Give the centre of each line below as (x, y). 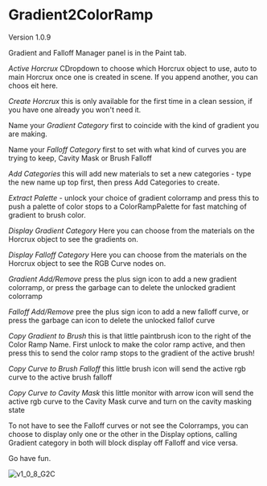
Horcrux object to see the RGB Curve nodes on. (87, 263)
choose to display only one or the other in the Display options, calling (123, 434)
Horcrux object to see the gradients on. (73, 239)
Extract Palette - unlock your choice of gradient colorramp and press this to (134, 197)
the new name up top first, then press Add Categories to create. (114, 182)
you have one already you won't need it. (75, 110)
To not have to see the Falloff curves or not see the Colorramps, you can (129, 426)
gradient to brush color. (47, 214)
